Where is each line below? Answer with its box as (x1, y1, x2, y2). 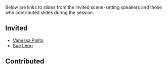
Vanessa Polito (12, 37, 44, 43)
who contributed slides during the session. (5, 9, 95, 15)
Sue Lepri (12, 42, 33, 48)
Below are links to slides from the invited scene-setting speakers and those (5, 4, 162, 10)
